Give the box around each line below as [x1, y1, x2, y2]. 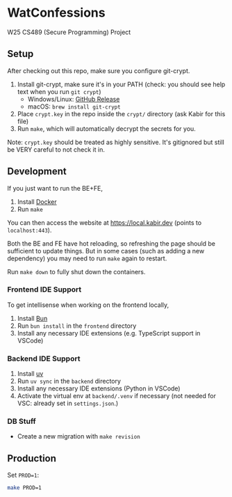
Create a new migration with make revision [17, 432, 140, 441]
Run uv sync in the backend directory [17, 377, 122, 386]
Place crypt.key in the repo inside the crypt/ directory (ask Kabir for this [17, 109, 226, 118]
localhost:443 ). [7, 226, 52, 234]
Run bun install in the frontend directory [17, 322, 137, 330]
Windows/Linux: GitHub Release [27, 95, 120, 103]
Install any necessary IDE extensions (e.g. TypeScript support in [17, 329, 201, 337]
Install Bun [17, 314, 48, 322]
